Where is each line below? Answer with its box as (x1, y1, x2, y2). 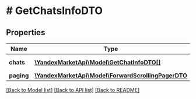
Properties (6, 28, 45, 37)
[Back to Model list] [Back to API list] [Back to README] (6, 87, 140, 93)
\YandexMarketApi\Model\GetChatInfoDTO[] (34, 59, 161, 66)
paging (9, 71, 29, 80)
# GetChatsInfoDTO (6, 4, 103, 18)
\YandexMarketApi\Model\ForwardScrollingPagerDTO (34, 71, 188, 80)
